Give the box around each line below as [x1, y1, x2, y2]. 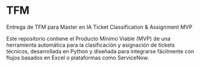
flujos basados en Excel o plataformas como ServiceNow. [6, 54, 149, 61]
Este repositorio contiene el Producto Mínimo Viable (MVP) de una [6, 35, 170, 42]
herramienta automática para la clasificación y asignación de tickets [6, 41, 175, 48]
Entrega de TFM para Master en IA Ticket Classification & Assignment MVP [6, 23, 193, 31]
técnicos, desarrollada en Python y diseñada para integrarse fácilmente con [6, 47, 195, 54]
